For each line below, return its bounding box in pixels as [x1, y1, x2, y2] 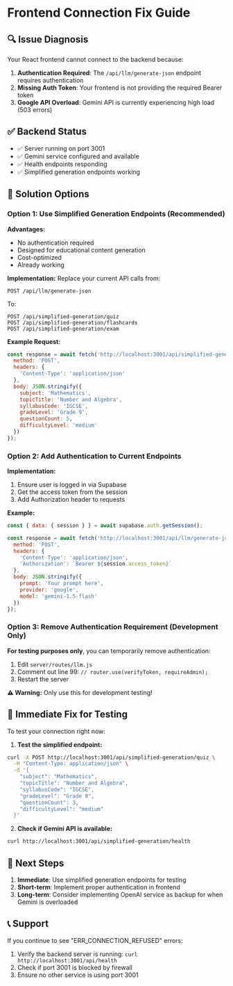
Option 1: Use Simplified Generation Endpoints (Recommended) [7, 209, 225, 219]
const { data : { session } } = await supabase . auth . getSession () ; [7, 523, 203, 529]
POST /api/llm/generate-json [7, 287, 92, 295]
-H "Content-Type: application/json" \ [13, 760, 129, 767]
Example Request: [7, 337, 61, 345]
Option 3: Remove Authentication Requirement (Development [7, 622, 218, 632]
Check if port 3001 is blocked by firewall [17, 963, 133, 971]
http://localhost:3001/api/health [17, 957, 117, 964]
